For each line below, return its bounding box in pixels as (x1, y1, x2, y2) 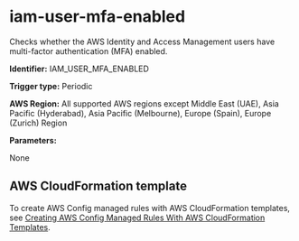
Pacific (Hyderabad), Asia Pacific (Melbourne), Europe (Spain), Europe (9, 107, 272, 118)
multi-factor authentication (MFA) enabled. (9, 45, 168, 56)
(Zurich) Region (9, 117, 68, 128)
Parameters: (9, 134, 57, 145)
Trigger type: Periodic (9, 80, 93, 91)
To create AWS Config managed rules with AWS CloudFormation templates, (9, 202, 291, 213)
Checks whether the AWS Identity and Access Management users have (9, 36, 276, 47)
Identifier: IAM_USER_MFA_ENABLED (9, 63, 149, 74)
